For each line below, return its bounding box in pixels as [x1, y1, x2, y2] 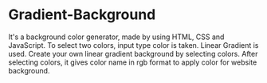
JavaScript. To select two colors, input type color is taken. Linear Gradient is [8, 40, 259, 49]
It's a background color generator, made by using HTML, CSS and [8, 32, 225, 41]
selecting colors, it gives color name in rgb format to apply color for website [8, 57, 257, 67]
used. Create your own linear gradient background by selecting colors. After [8, 49, 258, 58]
